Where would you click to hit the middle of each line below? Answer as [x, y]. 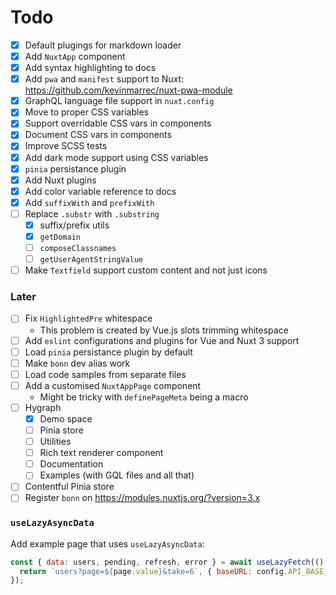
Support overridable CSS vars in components [118, 123]
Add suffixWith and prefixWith [89, 202]
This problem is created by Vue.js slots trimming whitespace [164, 330]
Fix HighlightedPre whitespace [88, 318]
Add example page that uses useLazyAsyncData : [107, 543]
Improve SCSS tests [66, 146]
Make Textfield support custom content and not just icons [146, 270]
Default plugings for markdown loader [103, 45]
